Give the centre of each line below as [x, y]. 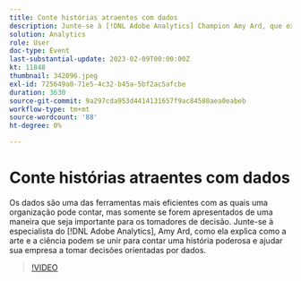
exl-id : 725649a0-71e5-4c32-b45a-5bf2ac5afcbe [98, 84]
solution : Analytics [48, 34]
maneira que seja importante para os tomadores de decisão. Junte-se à [142, 221]
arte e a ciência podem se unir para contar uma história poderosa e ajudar [146, 240]
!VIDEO [44, 267]
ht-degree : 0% [36, 126]
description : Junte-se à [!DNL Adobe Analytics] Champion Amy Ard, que [146, 26]
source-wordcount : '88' [54, 117]
